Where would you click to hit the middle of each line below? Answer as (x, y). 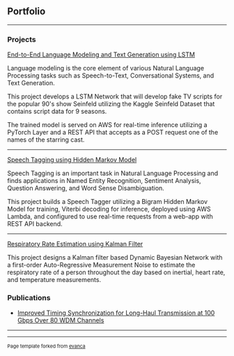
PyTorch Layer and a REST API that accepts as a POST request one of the (113, 133)
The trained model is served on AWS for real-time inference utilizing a (107, 125)
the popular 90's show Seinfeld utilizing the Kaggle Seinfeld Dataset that (111, 104)
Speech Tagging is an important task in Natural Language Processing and (113, 173)
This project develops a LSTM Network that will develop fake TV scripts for (115, 96)
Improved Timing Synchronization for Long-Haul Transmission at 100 (116, 313)
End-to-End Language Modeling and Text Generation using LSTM (101, 54)
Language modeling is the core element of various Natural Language (106, 68)
